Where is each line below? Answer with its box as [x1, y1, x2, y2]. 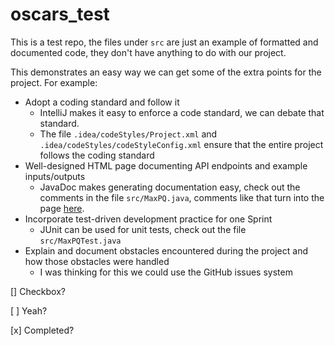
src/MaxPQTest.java [39, 236, 122, 246]
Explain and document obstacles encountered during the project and [24, 244, 308, 257]
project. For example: [10, 76, 98, 88]
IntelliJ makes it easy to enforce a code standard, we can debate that [39, 106, 325, 118]
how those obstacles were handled [24, 255, 170, 267]
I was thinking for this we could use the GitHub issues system [39, 266, 293, 278]
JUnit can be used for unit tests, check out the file [39, 223, 247, 235]
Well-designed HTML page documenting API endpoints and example [24, 159, 308, 172]
